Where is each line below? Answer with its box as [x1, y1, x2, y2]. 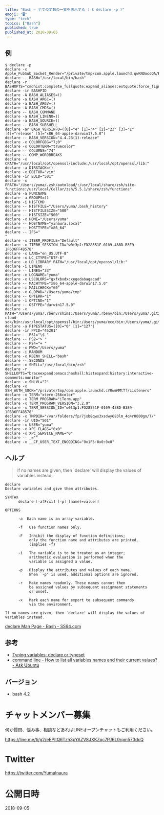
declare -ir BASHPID [5, 88, 47, 93]
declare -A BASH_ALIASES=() [5, 93, 62, 97]
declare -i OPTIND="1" [5, 298, 51, 303]
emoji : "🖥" [5, 12, 28, 17]
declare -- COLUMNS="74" [5, 148, 56, 153]
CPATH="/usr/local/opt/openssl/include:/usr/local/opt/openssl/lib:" [5, 161, 150, 166]
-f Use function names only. [18, 525, 82, 530]
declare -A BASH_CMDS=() [5, 105, 56, 110]
